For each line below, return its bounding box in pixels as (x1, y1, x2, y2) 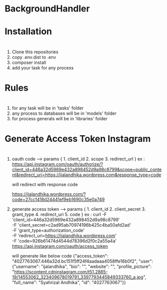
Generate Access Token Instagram (4, 133, 151, 145)
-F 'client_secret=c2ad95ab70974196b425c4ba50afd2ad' (11, 222, 132, 228)
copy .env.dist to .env (11, 54, 56, 60)
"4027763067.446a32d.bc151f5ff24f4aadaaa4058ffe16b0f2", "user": (11, 258, 153, 265)
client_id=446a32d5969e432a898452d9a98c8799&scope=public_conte (11, 167, 162, 173)
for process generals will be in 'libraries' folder (11, 115, 108, 121)
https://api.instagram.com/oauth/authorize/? (11, 161, 103, 167)
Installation (4, 26, 52, 37)
